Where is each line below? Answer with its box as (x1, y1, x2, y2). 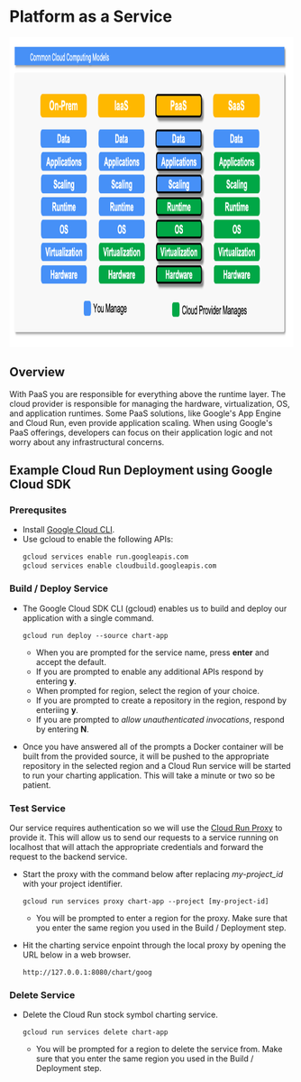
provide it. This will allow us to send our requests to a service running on (9, 832, 279, 843)
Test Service (9, 801, 66, 814)
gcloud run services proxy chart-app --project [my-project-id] (22, 897, 269, 906)
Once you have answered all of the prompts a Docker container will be (22, 741, 284, 752)
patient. (22, 779, 51, 791)
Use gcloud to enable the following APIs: (22, 534, 174, 545)
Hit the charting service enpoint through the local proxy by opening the (22, 940, 287, 951)
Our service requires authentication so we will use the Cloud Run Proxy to (9, 823, 283, 834)
